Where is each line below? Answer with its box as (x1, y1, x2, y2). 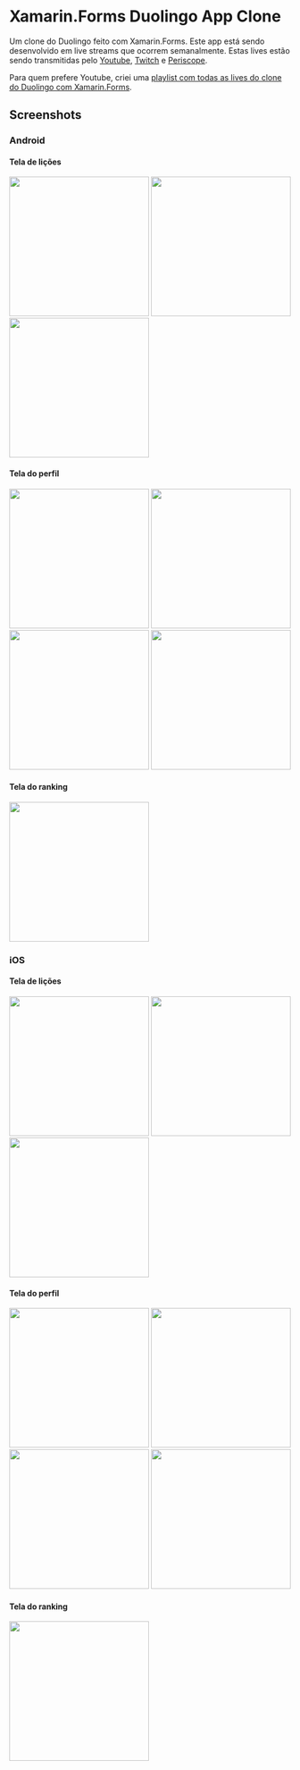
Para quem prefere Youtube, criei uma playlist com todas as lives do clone (9, 71, 282, 82)
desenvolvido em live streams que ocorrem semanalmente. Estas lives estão (9, 45, 290, 55)
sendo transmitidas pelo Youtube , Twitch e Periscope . (9, 55, 208, 65)
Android (9, 134, 46, 147)
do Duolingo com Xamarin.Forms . (9, 81, 132, 92)
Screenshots (9, 107, 82, 122)
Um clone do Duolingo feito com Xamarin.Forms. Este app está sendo (9, 36, 265, 46)
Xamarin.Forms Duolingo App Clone (9, 6, 281, 27)
